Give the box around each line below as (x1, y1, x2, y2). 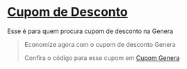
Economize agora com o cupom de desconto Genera (24, 40, 176, 48)
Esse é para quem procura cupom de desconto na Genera (7, 27, 174, 35)
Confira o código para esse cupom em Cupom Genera (24, 53, 180, 62)
